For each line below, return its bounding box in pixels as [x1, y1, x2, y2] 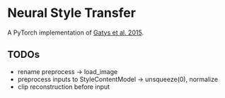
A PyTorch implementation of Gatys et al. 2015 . [7, 28, 144, 37]
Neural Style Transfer [7, 5, 137, 21]
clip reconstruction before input [17, 82, 110, 91]
